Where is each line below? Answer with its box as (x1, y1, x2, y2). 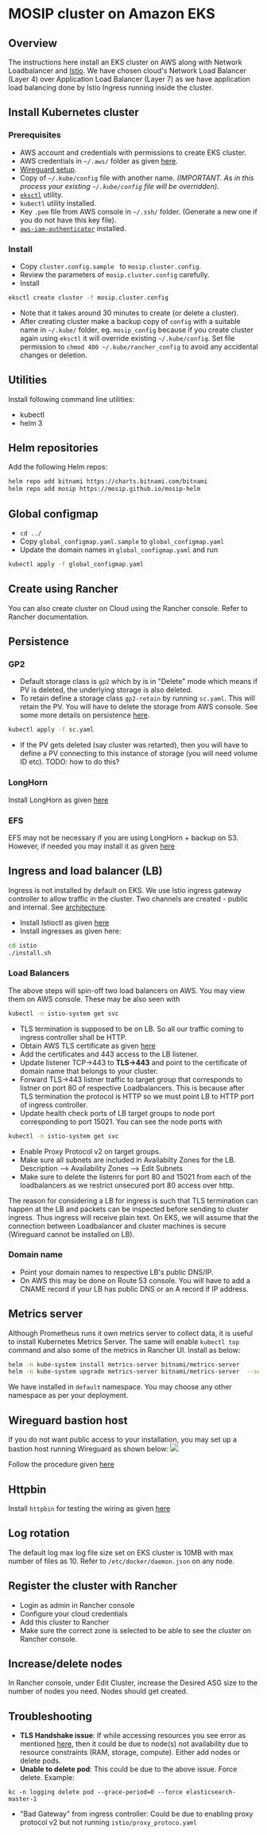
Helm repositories (8, 442, 99, 455)
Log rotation (8, 1527, 70, 1540)
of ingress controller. (19, 1099, 88, 1109)
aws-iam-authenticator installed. (19, 223, 127, 233)
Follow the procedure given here (8, 1459, 115, 1470)
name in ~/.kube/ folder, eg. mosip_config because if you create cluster (19, 325, 254, 334)
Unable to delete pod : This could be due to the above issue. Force (19, 1764, 238, 1774)
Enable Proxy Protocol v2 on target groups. (19, 1146, 161, 1156)
